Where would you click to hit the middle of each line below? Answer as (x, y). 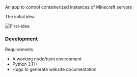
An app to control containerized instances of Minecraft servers (68, 7)
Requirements (19, 50)
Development (22, 39)
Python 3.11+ (25, 64)
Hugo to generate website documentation (54, 69)
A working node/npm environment (47, 59)
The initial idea (20, 16)
